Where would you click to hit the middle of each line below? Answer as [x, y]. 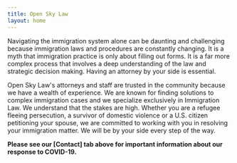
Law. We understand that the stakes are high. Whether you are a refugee [114, 107]
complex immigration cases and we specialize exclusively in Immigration [114, 100]
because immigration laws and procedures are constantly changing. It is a [116, 48]
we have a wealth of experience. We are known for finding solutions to [111, 93]
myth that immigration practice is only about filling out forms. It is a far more [118, 56]
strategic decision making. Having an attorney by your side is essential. [112, 71]
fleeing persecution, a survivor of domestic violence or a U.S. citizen [108, 115]
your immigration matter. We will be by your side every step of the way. [111, 130]
